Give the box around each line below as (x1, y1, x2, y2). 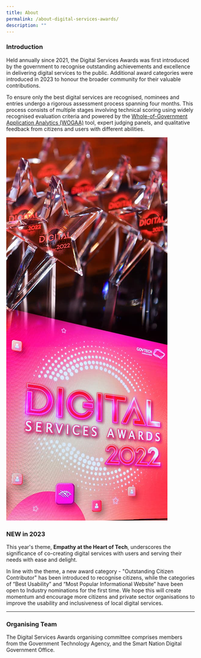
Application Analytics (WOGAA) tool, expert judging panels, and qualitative (6, 119, 190, 126)
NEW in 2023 (6, 530, 45, 538)
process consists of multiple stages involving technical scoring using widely (6, 106, 194, 113)
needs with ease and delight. (6, 556, 78, 563)
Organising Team (6, 620, 57, 628)
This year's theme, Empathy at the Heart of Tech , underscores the (6, 543, 172, 550)
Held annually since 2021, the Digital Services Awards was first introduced (6, 56, 190, 63)
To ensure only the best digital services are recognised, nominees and (6, 93, 179, 101)
